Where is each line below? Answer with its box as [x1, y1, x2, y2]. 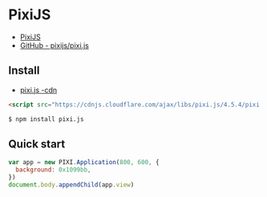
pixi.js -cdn [19, 85, 58, 94]
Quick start [8, 137, 66, 151]
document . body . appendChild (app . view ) [8, 180, 135, 189]
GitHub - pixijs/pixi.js [19, 40, 90, 50]
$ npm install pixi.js [8, 115, 84, 123]
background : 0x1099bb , [15, 166, 91, 174]
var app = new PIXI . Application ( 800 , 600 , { [8, 159, 160, 167]
